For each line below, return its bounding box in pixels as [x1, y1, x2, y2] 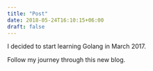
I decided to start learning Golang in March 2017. [7, 42, 146, 51]
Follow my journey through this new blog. [7, 56, 126, 64]
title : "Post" [7, 10, 49, 17]
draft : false [7, 23, 45, 30]
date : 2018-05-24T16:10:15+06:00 [7, 17, 104, 24]
